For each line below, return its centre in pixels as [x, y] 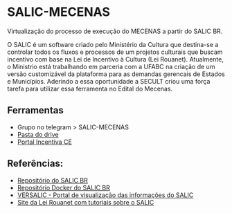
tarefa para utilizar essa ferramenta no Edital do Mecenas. [90, 89]
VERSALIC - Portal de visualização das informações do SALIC [105, 195]
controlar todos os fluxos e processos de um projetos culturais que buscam [115, 52]
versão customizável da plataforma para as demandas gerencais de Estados [116, 74]
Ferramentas [35, 110]
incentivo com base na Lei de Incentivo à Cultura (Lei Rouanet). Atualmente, [115, 59]
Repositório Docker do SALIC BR [64, 187]
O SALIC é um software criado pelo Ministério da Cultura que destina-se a [113, 44]
